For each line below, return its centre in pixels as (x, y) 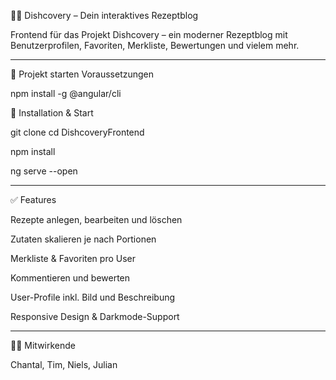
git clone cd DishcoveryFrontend (77, 132)
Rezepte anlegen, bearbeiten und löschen (96, 219)
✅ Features (33, 199)
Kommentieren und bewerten (70, 278)
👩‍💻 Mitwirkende (43, 345)
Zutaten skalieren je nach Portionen (83, 239)
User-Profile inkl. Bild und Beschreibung (93, 297)
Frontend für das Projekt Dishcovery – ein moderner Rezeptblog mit (149, 34)
